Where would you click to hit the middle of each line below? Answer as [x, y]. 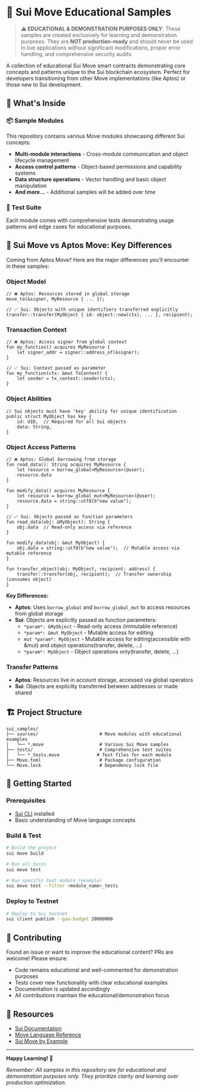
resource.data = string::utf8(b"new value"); [74, 501]
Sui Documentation [38, 1028]
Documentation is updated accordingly [62, 989]
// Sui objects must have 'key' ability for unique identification [92, 411]
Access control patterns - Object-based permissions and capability [99, 166]
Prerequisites [26, 800]
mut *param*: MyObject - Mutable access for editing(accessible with [107, 639]
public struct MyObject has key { [49, 416]
